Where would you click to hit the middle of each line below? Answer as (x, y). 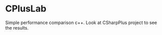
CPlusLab (26, 9)
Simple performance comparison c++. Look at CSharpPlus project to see (81, 22)
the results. (17, 27)
